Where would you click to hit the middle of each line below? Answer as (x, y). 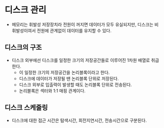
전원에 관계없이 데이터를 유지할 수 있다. (74, 30)
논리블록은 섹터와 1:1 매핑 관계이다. (52, 90)
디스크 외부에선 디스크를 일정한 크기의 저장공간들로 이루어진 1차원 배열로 (81, 60)
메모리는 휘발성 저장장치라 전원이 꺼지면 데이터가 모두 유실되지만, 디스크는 (82, 24)
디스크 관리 (26, 10)
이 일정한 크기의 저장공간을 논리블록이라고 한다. (64, 72)
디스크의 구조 (23, 48)
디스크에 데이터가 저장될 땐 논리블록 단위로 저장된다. (69, 78)
